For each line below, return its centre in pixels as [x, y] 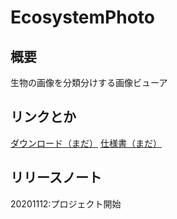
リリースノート [56, 177]
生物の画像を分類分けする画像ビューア [89, 82]
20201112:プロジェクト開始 [66, 203]
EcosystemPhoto [82, 17]
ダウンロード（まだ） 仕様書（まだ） [86, 143]
